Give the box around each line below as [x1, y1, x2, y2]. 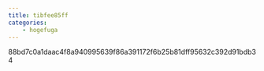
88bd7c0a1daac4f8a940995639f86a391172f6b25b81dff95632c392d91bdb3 [8, 48, 256, 57]
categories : [8, 19, 47, 27]
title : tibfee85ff [8, 11, 69, 20]
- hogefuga [22, 26, 58, 34]
